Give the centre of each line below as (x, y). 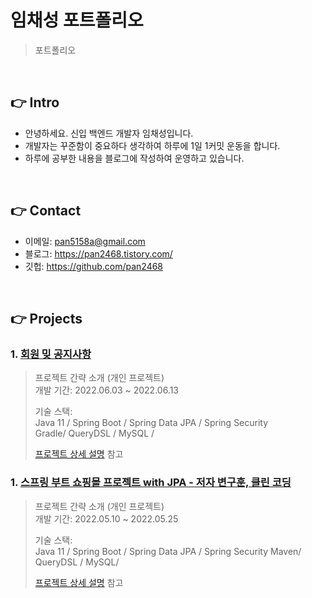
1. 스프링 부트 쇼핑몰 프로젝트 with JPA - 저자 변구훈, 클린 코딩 (151, 483)
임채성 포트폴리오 (77, 20)
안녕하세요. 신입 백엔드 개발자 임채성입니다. (109, 133)
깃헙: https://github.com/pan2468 (94, 266)
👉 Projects (46, 318)
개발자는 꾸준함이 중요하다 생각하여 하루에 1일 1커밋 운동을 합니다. (152, 145)
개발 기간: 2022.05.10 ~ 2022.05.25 (106, 518)
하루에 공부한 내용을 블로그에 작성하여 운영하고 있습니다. (134, 158)
